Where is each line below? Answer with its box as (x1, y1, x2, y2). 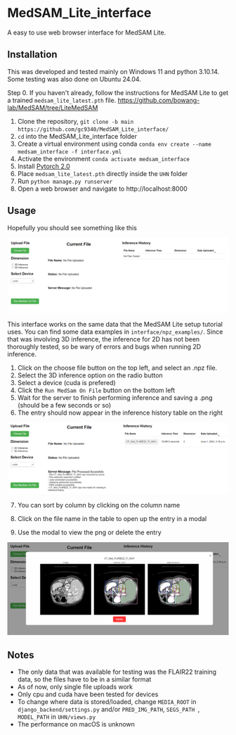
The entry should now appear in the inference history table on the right (17, 408, 223, 417)
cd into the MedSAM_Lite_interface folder (17, 132, 137, 140)
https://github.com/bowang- (117, 96, 200, 104)
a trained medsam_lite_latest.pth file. (7, 96, 117, 104)
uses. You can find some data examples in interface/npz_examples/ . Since (7, 327, 223, 336)
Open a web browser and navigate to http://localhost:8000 (17, 184, 188, 193)
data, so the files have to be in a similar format (17, 675, 152, 684)
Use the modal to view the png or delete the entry (17, 528, 162, 536)
